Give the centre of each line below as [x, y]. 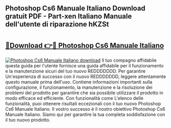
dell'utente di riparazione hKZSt [57, 24]
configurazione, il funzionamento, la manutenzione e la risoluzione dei [79, 87]
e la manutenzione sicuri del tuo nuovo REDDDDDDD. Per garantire [76, 71]
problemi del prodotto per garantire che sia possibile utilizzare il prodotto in [84, 93]
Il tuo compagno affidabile [129, 60]
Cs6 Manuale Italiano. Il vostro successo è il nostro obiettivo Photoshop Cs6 [85, 109]
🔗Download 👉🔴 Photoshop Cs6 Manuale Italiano [85, 45]
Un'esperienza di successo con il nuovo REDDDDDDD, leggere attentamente [86, 76]
